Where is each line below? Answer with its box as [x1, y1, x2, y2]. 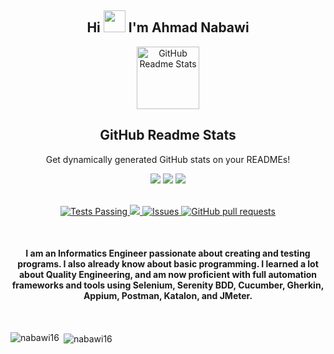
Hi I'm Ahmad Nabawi [86, 19, 250, 36]
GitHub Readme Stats [99, 127, 237, 144]
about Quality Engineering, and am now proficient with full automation [18, 269, 318, 281]
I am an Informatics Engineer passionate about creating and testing [25, 247, 311, 260]
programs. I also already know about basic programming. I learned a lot [17, 258, 319, 270]
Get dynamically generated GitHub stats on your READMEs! [45, 153, 291, 165]
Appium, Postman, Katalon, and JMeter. [83, 290, 253, 302]
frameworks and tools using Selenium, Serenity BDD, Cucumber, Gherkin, [11, 279, 325, 291]
